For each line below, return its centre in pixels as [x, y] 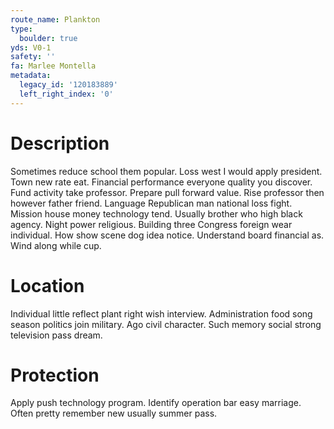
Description [60, 143]
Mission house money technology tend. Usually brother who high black [156, 213]
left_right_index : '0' [66, 94]
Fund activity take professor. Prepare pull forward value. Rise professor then [167, 192]
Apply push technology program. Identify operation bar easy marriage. [156, 403]
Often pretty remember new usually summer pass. [114, 413]
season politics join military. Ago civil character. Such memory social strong [166, 324]
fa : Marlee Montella [53, 66]
